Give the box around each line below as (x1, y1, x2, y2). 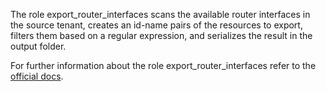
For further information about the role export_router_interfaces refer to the (10, 60, 317, 71)
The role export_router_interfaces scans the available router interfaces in (10, 9, 311, 20)
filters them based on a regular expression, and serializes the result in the (10, 30, 313, 41)
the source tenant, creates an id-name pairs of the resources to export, (10, 19, 303, 31)
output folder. (10, 40, 67, 52)
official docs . (10, 70, 64, 82)
